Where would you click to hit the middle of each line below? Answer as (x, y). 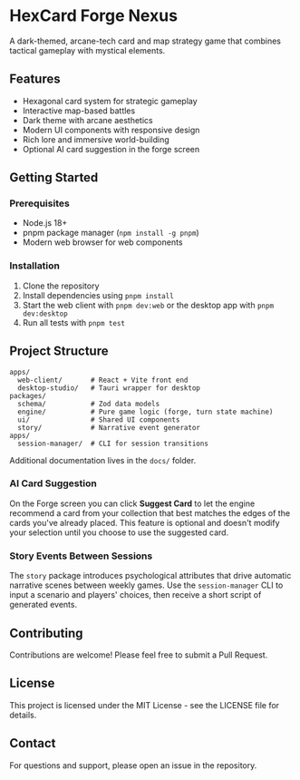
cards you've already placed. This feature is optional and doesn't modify (145, 522)
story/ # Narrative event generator (109, 427)
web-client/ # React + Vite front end (103, 380)
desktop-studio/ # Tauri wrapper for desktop (109, 388)
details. (23, 715)
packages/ (28, 395)
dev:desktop (45, 314)
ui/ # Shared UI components (99, 419)
